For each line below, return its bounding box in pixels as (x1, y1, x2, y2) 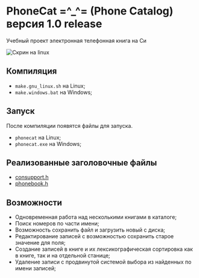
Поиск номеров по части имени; (14, 220, 99, 227)
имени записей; (14, 265, 56, 272)
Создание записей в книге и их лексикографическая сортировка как (14, 245, 193, 253)
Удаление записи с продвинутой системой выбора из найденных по (14, 258, 192, 266)
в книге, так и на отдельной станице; (14, 252, 110, 259)
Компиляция (6, 66, 57, 77)
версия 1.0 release (6, 17, 103, 31)
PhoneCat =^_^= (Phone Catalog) (6, 4, 174, 18)
